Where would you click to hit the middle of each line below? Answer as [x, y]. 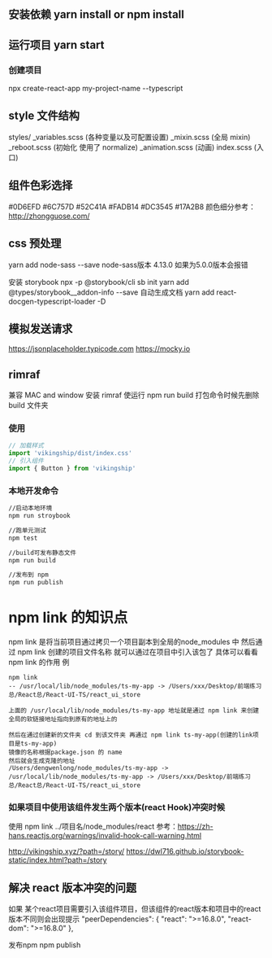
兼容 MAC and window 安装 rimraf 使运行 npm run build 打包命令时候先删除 [134, 395]
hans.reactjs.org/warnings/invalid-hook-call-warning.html [105, 836]
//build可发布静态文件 [43, 553]
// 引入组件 [26, 461]
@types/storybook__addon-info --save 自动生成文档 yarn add [112, 292]
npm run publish [36, 583]
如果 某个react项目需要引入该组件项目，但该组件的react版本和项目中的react [135, 909]
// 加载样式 [26, 446]
